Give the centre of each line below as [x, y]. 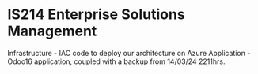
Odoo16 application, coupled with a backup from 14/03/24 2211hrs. [116, 61]
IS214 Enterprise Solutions [96, 15]
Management [52, 31]
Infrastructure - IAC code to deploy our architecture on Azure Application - [129, 53]
